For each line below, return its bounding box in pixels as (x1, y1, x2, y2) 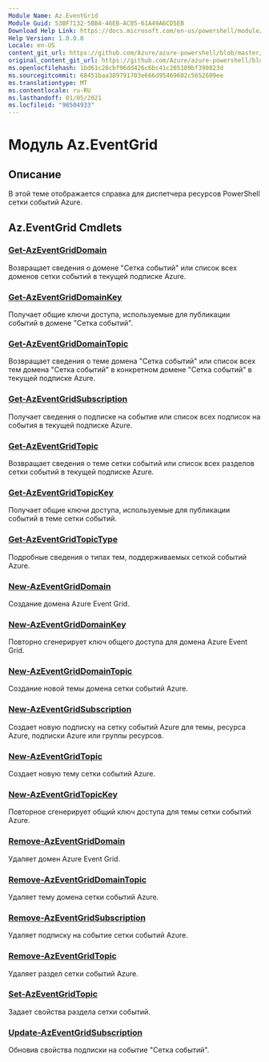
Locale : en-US (8, 42, 56, 50)
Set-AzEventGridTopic (8, 988, 98, 999)
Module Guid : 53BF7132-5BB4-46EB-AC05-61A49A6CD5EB (8, 19, 184, 27)
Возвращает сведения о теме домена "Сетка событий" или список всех (8, 356, 256, 366)
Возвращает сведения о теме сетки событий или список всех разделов (8, 459, 255, 468)
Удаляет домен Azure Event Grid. (8, 853, 121, 863)
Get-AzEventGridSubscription (8, 394, 128, 405)
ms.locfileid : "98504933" (8, 101, 94, 109)
